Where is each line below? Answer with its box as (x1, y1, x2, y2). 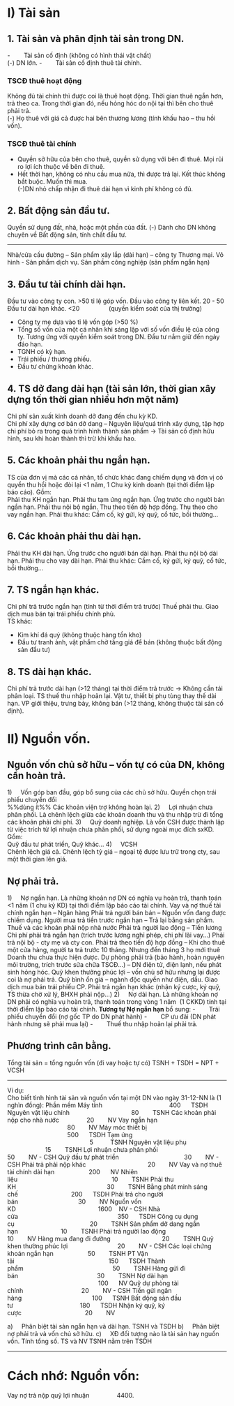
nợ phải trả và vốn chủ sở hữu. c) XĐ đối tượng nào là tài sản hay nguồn (7, 1329, 219, 1338)
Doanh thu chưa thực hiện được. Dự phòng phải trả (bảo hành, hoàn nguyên (7, 953, 225, 961)
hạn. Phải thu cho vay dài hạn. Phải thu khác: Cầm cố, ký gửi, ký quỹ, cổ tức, (7, 556, 227, 565)
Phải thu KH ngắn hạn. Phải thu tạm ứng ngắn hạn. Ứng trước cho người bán (7, 495, 225, 503)
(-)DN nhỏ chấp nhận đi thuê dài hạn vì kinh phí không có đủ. (17, 184, 194, 193)
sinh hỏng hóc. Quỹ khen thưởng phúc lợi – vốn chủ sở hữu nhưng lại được (7, 968, 221, 977)
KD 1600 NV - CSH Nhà (7, 1204, 161, 1213)
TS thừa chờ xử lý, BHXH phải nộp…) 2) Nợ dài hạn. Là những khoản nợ (7, 990, 218, 999)
